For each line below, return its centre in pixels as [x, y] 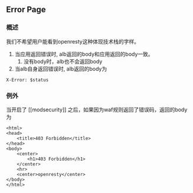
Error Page [26, 10]
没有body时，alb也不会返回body [63, 61]
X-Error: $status [27, 80]
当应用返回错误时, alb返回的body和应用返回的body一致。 [84, 54]
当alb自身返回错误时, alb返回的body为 [61, 69]
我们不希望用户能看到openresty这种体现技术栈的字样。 [73, 41]
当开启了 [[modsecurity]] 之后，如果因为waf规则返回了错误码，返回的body [97, 109]
